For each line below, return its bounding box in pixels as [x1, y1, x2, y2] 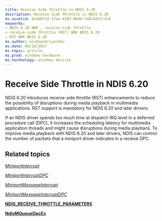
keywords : [5, 21, 26, 26]
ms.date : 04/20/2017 [5, 44, 48, 49]
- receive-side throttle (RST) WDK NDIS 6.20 [5, 30, 100, 35]
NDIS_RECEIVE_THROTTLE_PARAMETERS [5, 201, 92, 207]
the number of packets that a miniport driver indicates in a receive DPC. [5, 136, 150, 141]
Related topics [5, 150, 50, 158]
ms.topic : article [5, 48, 43, 53]
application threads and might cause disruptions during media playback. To [5, 125, 158, 131]
